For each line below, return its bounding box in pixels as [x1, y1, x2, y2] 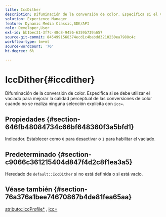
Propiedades [5, 115, 45, 123]
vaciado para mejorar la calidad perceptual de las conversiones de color [5, 96, 152, 102]
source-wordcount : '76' [5, 44, 54, 49]
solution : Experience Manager [5, 16, 68, 21]
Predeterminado [5, 150, 56, 158]
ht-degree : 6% [5, 48, 35, 53]
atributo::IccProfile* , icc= [5, 206, 58, 212]
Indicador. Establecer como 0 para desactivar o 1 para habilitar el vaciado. [5, 136, 156, 142]
